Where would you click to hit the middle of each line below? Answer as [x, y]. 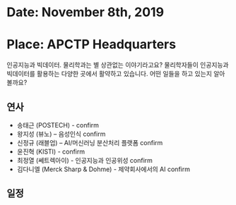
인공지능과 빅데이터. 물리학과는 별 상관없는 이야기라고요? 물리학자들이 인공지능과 [118, 65]
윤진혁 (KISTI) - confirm [51, 151]
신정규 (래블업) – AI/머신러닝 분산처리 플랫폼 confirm [90, 142]
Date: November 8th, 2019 [85, 12]
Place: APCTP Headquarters [92, 45]
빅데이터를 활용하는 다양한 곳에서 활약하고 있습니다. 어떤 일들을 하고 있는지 [110, 74]
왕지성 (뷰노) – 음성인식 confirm [61, 134]
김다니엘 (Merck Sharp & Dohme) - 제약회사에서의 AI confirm [103, 169]
